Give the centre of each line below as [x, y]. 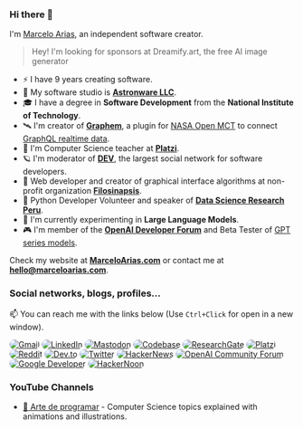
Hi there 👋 [32, 14]
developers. [45, 172]
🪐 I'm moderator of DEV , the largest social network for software [142, 158]
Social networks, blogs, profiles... [85, 293]
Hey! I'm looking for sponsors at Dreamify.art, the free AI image [150, 52]
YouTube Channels [52, 386]
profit [33, 191]
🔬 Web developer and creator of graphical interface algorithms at [143, 181]
